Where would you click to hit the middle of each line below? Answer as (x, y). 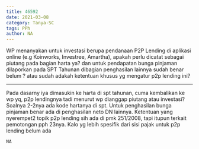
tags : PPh (18, 28)
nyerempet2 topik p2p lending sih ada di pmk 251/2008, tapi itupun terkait (96, 118)
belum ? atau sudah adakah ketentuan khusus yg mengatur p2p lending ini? (98, 76)
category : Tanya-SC (30, 23)
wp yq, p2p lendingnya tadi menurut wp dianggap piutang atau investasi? (96, 99)
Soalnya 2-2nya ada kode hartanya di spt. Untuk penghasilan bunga (89, 106)
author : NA (20, 34)
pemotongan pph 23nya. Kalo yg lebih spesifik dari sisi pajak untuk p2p (93, 125)
